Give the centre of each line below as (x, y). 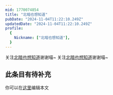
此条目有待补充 (28, 75)
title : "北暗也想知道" (26, 14)
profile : (14, 28)
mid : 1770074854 (22, 10)
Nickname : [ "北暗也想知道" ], (42, 38)
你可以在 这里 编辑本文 (27, 87)
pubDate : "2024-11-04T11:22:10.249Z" (44, 19)
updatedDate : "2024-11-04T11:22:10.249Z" (49, 24)
